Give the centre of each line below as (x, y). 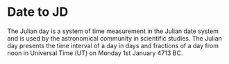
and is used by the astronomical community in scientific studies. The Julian (114, 38)
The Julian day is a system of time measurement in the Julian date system (113, 31)
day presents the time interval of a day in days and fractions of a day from (113, 45)
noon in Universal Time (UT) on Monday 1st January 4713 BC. (95, 53)
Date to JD (38, 12)
